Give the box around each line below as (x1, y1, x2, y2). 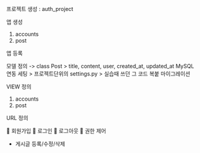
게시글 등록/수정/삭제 (15, 140, 65, 148)
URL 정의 (6, 115, 29, 121)
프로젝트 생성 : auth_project (6, 5, 74, 12)
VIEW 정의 (6, 83, 32, 90)
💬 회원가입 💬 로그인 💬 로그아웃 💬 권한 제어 (6, 127, 107, 134)
